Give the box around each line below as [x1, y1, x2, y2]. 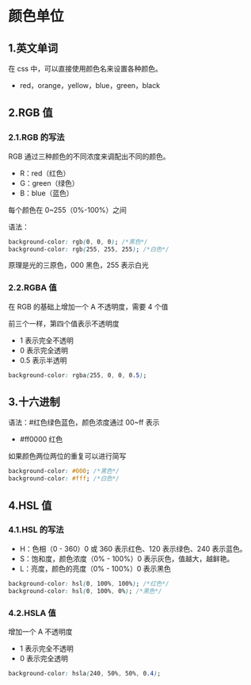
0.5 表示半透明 [19, 355, 67, 365]
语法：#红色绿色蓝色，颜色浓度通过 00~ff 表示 [8, 418, 160, 427]
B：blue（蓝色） [19, 188, 74, 198]
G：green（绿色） [19, 178, 79, 187]
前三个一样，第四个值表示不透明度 [8, 318, 120, 328]
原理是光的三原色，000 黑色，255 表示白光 [8, 260, 149, 270]
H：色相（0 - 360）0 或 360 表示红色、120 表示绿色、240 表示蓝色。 [19, 544, 247, 553]
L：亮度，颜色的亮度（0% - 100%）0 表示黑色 [19, 564, 172, 573]
